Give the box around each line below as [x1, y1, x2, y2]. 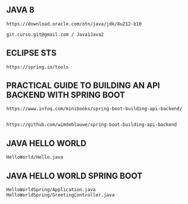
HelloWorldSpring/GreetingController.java [6, 192, 115, 199]
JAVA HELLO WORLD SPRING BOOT [6, 171, 143, 181]
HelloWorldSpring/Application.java [6, 187, 96, 193]
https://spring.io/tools [6, 64, 69, 70]
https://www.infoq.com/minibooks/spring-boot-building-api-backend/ [6, 106, 183, 112]
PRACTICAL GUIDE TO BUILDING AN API [6, 81, 160, 91]
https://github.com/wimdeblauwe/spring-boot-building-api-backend [6, 122, 177, 128]
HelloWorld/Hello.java [6, 154, 63, 160]
